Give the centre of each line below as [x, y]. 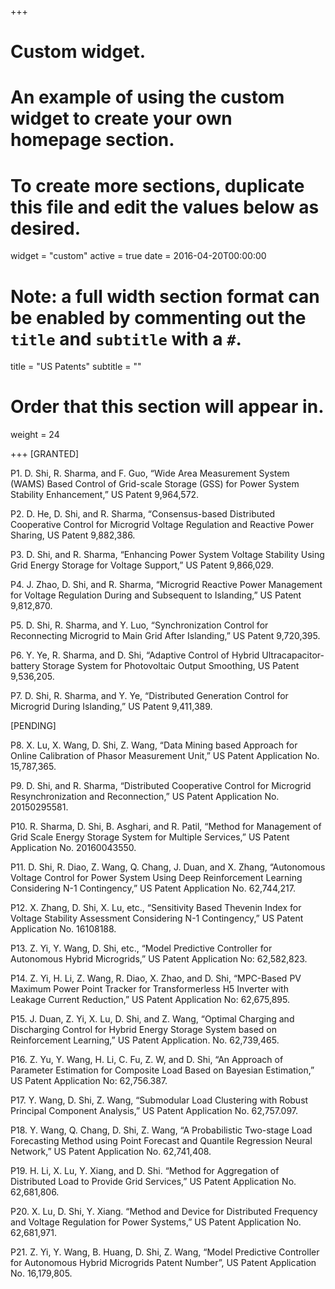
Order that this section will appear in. [167, 407]
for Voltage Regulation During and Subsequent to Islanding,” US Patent [156, 595]
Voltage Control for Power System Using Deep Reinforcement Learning [156, 878]
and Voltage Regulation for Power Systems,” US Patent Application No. [156, 1222]
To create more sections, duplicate [157, 185]
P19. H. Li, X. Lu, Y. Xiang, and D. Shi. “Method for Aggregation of [145, 1171]
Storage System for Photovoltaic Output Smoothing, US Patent [171, 666]
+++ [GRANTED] [45, 454]
